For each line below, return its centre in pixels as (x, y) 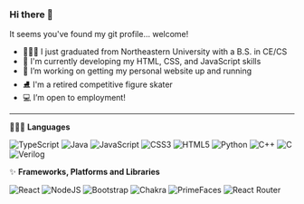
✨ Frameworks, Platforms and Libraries (85, 172)
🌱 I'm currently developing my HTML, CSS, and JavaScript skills (142, 62)
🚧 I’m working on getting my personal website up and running (137, 71)
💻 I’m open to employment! (74, 98)
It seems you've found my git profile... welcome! (99, 34)
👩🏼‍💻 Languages (40, 127)
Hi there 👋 (32, 15)
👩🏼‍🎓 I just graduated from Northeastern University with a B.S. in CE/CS (155, 52)
